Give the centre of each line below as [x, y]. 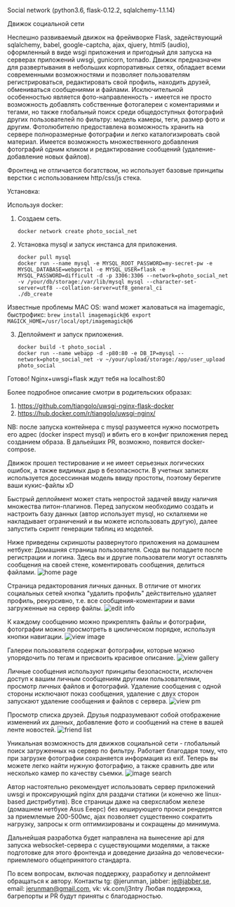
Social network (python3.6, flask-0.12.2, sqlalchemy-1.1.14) [91, 10]
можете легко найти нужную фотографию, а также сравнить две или [111, 766]
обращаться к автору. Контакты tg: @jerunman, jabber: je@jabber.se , [109, 881]
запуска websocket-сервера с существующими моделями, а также [109, 845]
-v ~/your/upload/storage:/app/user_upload [161, 359]
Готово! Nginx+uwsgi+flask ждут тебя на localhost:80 [86, 379]
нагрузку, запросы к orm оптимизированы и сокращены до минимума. [114, 824]
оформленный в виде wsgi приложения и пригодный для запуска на [109, 52]
